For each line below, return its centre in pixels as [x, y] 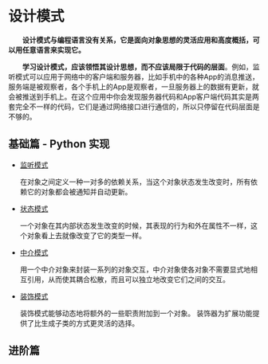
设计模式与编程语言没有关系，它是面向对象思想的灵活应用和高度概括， [138, 40]
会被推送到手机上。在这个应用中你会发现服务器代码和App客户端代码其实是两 [134, 96]
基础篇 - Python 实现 [59, 144]
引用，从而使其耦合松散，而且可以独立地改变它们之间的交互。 [128, 279]
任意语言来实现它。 [53, 49]
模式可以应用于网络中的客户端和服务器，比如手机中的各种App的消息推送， [137, 76]
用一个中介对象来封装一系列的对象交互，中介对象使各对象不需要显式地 [135, 269]
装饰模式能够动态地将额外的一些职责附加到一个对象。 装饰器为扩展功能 [136, 313]
